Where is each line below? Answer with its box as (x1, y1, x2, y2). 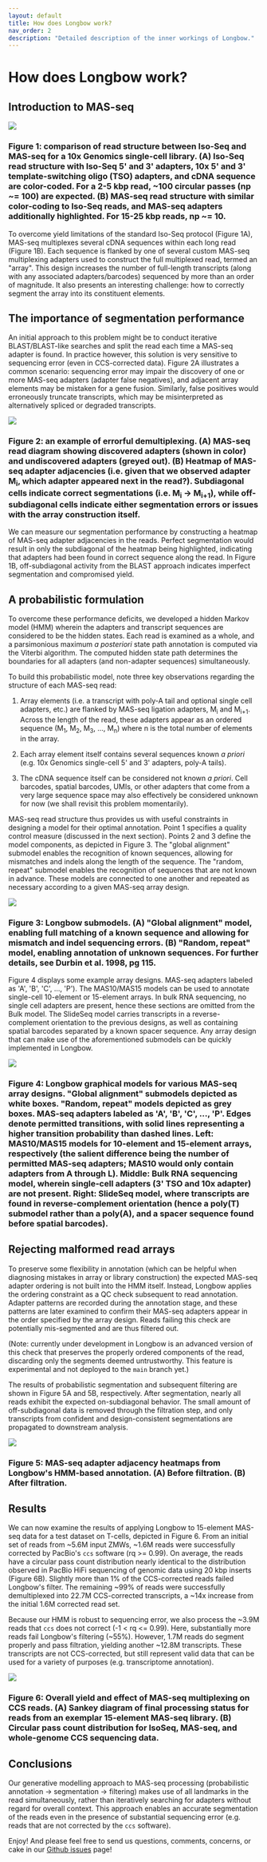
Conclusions (8, 1756, 73, 1771)
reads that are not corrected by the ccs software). (8, 1820, 171, 1831)
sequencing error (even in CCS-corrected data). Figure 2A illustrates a (8, 358, 239, 368)
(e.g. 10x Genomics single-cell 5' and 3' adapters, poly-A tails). (19, 757, 227, 768)
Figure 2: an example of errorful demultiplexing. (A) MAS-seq (8, 436, 251, 447)
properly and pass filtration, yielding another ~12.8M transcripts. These (8, 1641, 242, 1650)
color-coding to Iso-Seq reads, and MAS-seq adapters (8, 201, 223, 212)
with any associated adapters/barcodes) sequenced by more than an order (8, 271, 254, 281)
